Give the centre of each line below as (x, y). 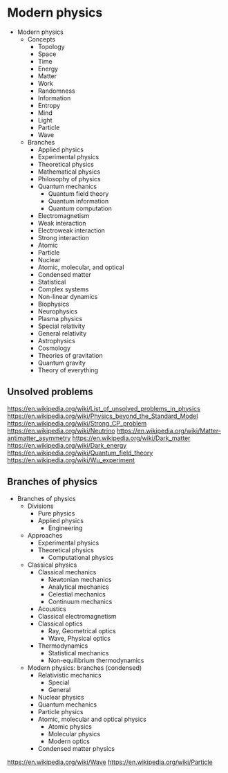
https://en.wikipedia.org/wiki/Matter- (169, 430)
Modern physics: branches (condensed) (85, 667)
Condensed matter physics (76, 748)
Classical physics (52, 565)
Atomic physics (70, 726)
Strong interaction (64, 237)
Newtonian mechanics (80, 579)
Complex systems (63, 289)
